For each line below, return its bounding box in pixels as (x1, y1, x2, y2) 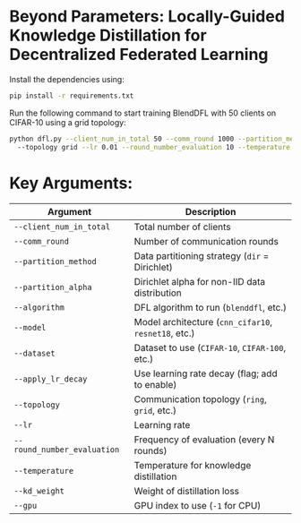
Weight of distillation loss (133, 484, 240, 497)
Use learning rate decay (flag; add (133, 367, 278, 380)
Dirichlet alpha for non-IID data (133, 275, 266, 287)
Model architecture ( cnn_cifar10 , (133, 315, 273, 328)
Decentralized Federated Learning (9, 45, 269, 64)
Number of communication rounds (133, 235, 279, 247)
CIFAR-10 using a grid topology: (9, 116, 127, 127)
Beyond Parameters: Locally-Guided (9, 6, 285, 27)
